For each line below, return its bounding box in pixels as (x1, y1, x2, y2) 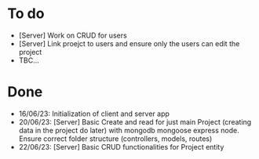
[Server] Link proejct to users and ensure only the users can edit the (18, 38, 240, 48)
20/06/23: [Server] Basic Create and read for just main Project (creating (18, 117, 252, 126)
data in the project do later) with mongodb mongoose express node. (18, 125, 240, 135)
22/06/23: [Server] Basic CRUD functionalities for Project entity (18, 142, 224, 151)
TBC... (18, 56, 40, 65)
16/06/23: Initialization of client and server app (18, 109, 170, 118)
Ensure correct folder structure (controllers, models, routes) (18, 134, 213, 143)
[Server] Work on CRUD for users (18, 31, 127, 40)
